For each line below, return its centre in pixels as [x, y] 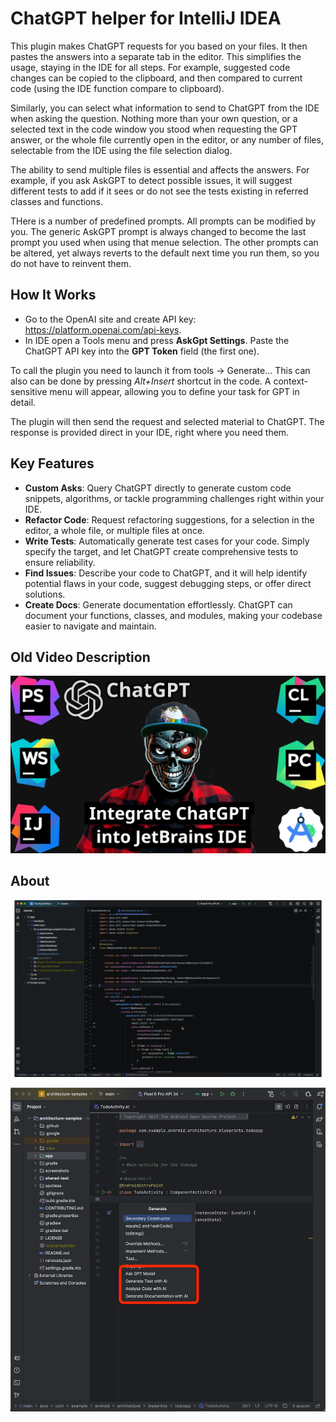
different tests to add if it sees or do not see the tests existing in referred [159, 191]
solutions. [45, 594]
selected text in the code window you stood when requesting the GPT [154, 129]
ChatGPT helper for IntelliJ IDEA [146, 18]
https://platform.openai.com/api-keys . [103, 329]
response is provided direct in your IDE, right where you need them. [150, 432]
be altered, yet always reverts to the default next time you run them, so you [165, 253]
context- [291, 381]
